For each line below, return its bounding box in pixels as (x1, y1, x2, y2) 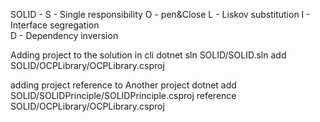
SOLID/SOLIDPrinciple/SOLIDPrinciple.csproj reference (10, 90, 237, 101)
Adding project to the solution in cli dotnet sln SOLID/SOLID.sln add (10, 49, 287, 61)
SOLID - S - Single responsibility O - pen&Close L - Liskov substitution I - (10, 9, 311, 20)
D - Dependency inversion (10, 30, 119, 41)
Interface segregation (10, 19, 100, 31)
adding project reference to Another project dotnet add (10, 79, 237, 91)
